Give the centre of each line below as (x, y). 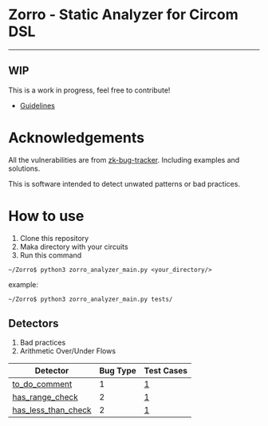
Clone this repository (54, 238)
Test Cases (166, 371)
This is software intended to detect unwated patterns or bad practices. (124, 183)
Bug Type (118, 371)
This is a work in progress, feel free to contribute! (89, 90)
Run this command (51, 255)
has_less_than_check (52, 410)
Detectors (33, 323)
